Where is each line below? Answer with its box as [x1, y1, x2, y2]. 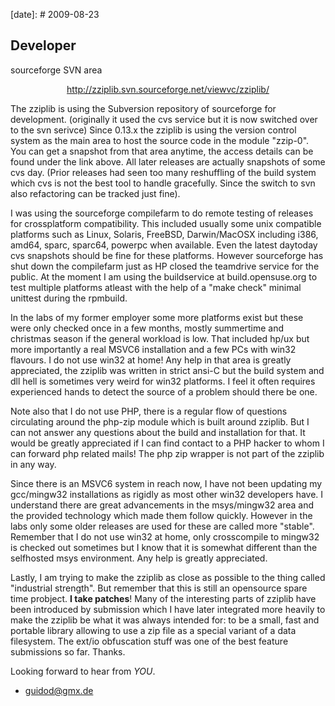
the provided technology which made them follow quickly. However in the [10, 509, 313, 521]
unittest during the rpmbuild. [10, 292, 128, 304]
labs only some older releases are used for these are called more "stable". [10, 520, 315, 532]
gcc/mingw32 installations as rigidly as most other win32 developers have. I [10, 488, 324, 500]
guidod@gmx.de [24, 684, 94, 696]
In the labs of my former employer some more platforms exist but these [10, 311, 304, 323]
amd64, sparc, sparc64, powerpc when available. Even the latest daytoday [10, 239, 318, 251]
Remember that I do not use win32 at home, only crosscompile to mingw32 [10, 530, 320, 543]
